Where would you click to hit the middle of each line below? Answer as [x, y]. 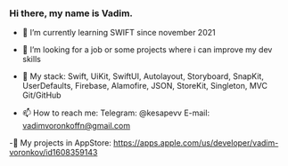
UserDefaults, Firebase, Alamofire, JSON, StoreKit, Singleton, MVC [144, 86]
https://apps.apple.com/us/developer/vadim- [196, 143]
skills [32, 59]
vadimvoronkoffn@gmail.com [76, 126]
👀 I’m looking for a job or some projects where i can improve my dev [147, 50]
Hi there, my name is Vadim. [71, 13]
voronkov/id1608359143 [53, 153]
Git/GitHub [41, 95]
